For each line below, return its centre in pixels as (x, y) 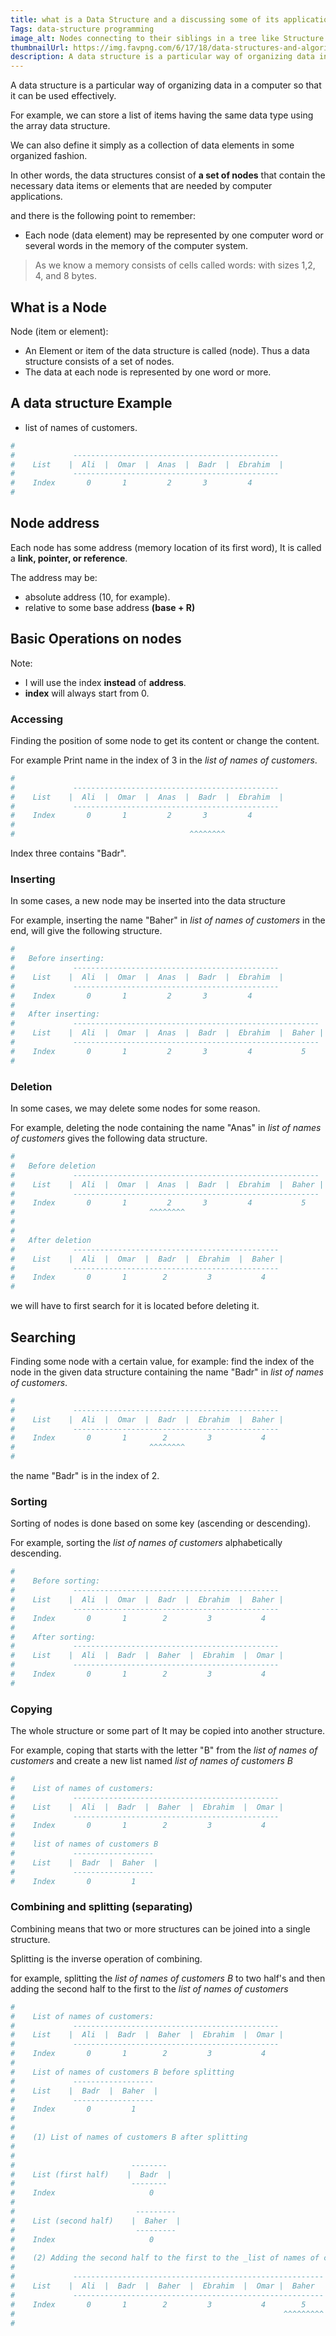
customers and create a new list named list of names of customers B (151, 1761)
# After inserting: (55, 1014)
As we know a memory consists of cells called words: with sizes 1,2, (175, 265)
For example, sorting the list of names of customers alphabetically (146, 1543)
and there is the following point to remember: (103, 216)
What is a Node (58, 307)
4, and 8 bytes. (65, 276)
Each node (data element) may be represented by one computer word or (174, 235)
